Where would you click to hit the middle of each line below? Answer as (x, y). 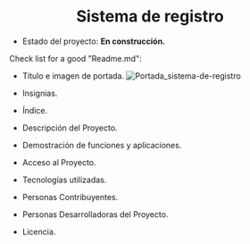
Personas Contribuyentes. (70, 197)
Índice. (34, 110)
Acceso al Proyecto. (59, 162)
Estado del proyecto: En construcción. (94, 41)
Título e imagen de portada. (73, 76)
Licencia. (39, 231)
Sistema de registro (150, 17)
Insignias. (40, 93)
